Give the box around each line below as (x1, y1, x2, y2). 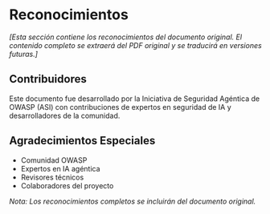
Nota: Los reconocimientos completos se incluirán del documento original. (9, 196, 256, 206)
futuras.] (9, 49, 39, 59)
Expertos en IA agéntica (20, 164, 100, 173)
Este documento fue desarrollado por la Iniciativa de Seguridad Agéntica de (9, 94, 260, 103)
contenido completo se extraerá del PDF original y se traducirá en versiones (9, 40, 262, 50)
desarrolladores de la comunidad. (9, 111, 121, 120)
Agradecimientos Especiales (9, 134, 156, 147)
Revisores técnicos (20, 172, 84, 182)
